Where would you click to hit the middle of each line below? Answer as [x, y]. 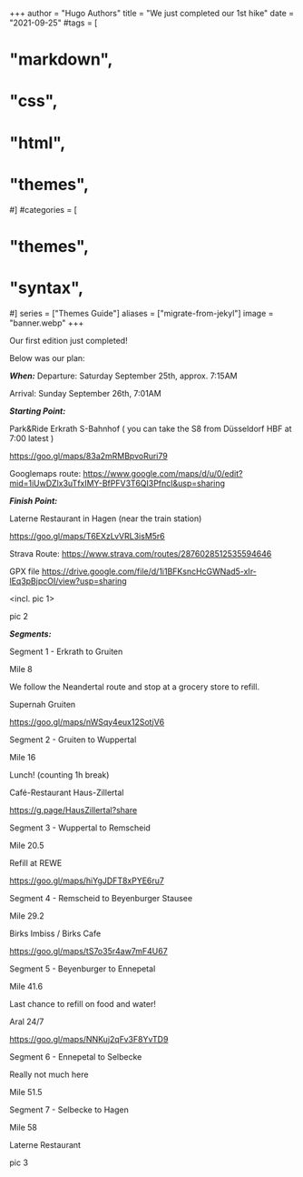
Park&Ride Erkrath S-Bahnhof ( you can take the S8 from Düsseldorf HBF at [151, 428]
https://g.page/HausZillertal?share [73, 810]
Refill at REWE [36, 862]
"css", [34, 101]
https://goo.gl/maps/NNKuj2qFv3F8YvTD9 [89, 1039]
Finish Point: [34, 500]
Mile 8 [21, 669]
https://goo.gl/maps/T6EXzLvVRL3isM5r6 [87, 536]
